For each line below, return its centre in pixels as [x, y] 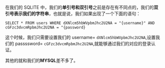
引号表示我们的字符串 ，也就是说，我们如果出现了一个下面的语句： [73, 13]
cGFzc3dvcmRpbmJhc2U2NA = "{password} [45, 27]
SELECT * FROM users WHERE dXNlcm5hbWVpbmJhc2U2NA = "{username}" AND [80, 23]
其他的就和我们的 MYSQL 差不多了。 [42, 60]
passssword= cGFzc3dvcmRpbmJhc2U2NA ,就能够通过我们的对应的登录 [83, 43]
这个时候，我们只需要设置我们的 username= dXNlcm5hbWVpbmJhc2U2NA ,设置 [81, 37]
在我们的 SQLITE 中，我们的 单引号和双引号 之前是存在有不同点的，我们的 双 [82, 7]
